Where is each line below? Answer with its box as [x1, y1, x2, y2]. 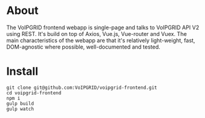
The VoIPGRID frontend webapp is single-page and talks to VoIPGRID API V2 [6, 24, 199, 31]
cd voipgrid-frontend [6, 89, 62, 96]
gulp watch [6, 106, 34, 112]
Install [6, 64, 39, 78]
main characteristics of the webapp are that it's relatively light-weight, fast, [6, 36, 196, 44]
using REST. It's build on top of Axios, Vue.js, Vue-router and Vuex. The [6, 30, 187, 37]
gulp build [6, 100, 34, 106]
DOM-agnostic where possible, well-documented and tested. [6, 43, 161, 50]
